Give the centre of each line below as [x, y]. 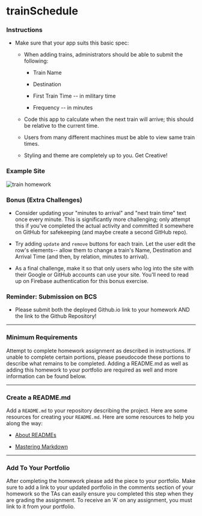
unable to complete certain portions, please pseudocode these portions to [98, 357]
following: [36, 61]
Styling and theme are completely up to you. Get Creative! [96, 155]
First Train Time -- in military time [74, 96]
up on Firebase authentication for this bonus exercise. [82, 281]
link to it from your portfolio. [41, 506]
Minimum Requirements [42, 337]
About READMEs [35, 435]
